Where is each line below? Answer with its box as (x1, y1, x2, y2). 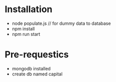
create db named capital (12, 71, 63, 77)
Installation (5, 4, 53, 15)
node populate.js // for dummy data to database (12, 20, 111, 26)
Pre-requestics (5, 49, 69, 60)
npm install (12, 25, 35, 31)
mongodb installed (12, 65, 51, 71)
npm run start (12, 31, 41, 37)
